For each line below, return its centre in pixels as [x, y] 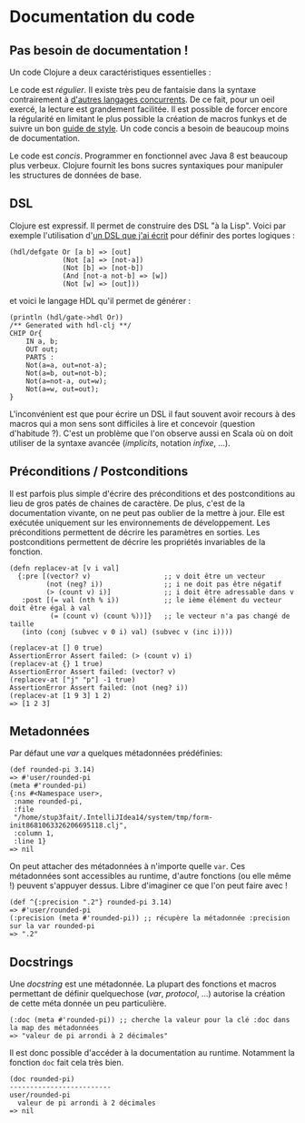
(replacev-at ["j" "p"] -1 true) [73, 680]
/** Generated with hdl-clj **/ [70, 325]
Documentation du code [102, 17]
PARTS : [40, 357]
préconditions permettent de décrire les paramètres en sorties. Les [135, 532]
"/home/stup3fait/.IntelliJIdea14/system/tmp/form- [113, 818]
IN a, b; [42, 341]
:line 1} [30, 842]
